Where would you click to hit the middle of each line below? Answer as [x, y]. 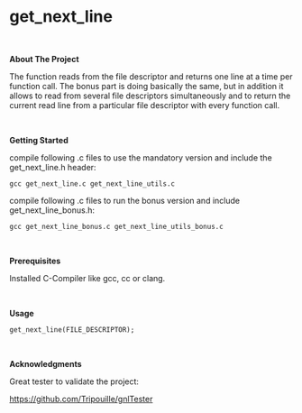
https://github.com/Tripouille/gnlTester [81, 399]
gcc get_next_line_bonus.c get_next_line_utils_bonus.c [116, 226]
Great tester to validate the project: [74, 381]
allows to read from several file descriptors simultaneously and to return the [150, 96]
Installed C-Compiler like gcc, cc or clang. [87, 278]
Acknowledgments [46, 363]
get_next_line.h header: [53, 167]
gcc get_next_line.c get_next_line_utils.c [92, 184]
